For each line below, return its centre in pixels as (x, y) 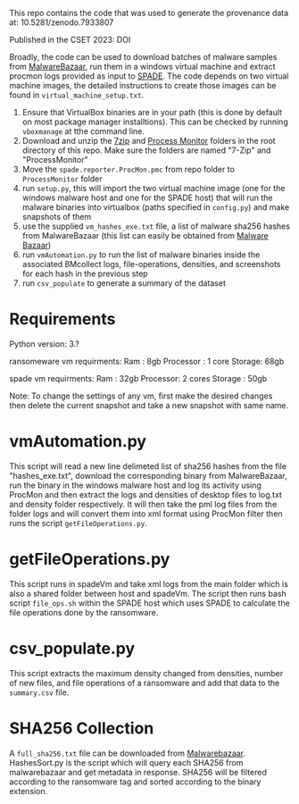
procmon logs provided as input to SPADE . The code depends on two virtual (149, 76)
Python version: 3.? (45, 344)
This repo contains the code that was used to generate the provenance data (149, 13)
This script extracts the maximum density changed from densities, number (146, 673)
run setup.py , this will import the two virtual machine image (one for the (154, 188)
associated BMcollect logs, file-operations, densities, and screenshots (151, 264)
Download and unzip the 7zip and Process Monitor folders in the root (149, 141)
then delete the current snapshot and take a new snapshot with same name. (149, 405)
